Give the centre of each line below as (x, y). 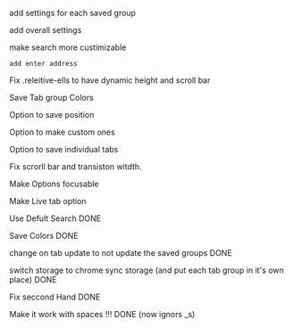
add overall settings (46, 30)
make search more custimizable (68, 47)
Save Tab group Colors (51, 98)
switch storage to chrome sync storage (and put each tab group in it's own (146, 270)
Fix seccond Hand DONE (55, 297)
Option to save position (52, 115)
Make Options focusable (54, 184)
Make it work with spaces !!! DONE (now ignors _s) (102, 314)
